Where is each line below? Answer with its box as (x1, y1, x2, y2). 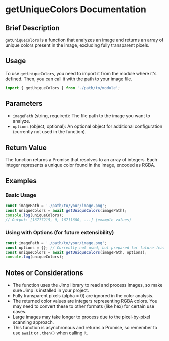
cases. (12, 309, 27, 315)
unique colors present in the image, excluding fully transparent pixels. (5, 42, 150, 48)
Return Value (5, 143, 47, 152)
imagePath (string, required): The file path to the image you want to (12, 112, 151, 119)
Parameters (5, 99, 43, 108)
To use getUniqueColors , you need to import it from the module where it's (5, 70, 157, 76)
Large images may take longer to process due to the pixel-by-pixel (12, 314, 151, 320)
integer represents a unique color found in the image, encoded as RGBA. (5, 162, 156, 168)
